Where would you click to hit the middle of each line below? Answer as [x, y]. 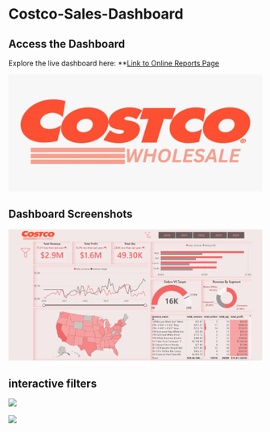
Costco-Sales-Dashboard [96, 14]
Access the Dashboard [67, 44]
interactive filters [53, 383]
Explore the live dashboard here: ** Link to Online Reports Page [114, 63]
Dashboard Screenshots [71, 214]
